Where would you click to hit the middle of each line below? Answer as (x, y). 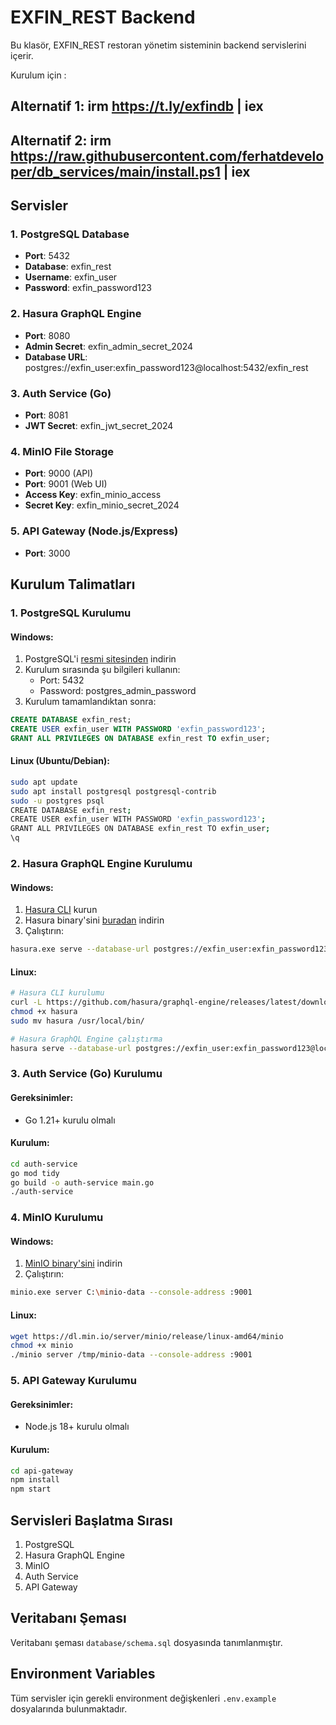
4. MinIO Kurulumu (57, 1218)
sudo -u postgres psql (57, 801)
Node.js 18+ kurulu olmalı (77, 1427)
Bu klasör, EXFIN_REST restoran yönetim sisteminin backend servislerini (158, 45)
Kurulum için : (38, 75)
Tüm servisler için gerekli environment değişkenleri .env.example (143, 1698)
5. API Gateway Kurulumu (73, 1381)
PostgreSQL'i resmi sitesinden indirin (100, 659)
